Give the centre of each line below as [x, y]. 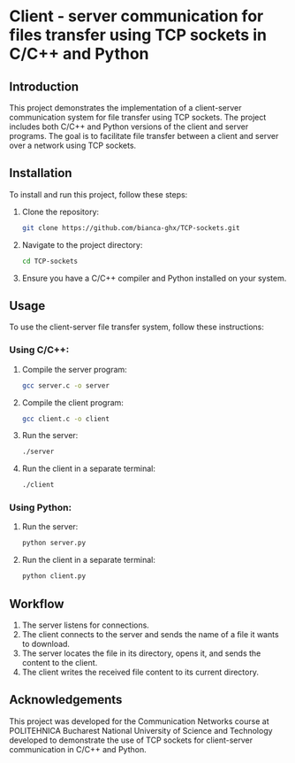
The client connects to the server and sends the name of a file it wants [151, 635]
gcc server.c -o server [66, 385]
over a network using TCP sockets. [73, 145]
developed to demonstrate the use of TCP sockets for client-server [131, 740]
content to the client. [60, 663]
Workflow [37, 604]
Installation [41, 173]
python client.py [54, 576]
